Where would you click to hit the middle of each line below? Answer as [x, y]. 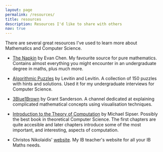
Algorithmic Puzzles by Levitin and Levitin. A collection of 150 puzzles [85, 79]
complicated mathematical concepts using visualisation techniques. [82, 104]
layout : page [19, 10]
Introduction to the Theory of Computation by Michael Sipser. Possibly [85, 114]
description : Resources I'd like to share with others [64, 24]
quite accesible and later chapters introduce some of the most [77, 125]
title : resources [23, 19]
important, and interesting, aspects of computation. [65, 130]
